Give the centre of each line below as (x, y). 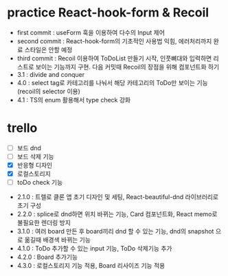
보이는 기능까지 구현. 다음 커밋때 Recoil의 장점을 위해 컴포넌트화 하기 (127, 67)
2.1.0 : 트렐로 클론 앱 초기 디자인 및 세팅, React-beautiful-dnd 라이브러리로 (117, 197)
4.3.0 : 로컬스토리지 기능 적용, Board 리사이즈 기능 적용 (91, 266)
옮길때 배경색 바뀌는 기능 (58, 240)
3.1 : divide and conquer (51, 74)
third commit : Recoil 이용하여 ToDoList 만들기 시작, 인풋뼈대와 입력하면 (114, 58)
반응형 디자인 (35, 165)
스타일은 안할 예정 (48, 49)
